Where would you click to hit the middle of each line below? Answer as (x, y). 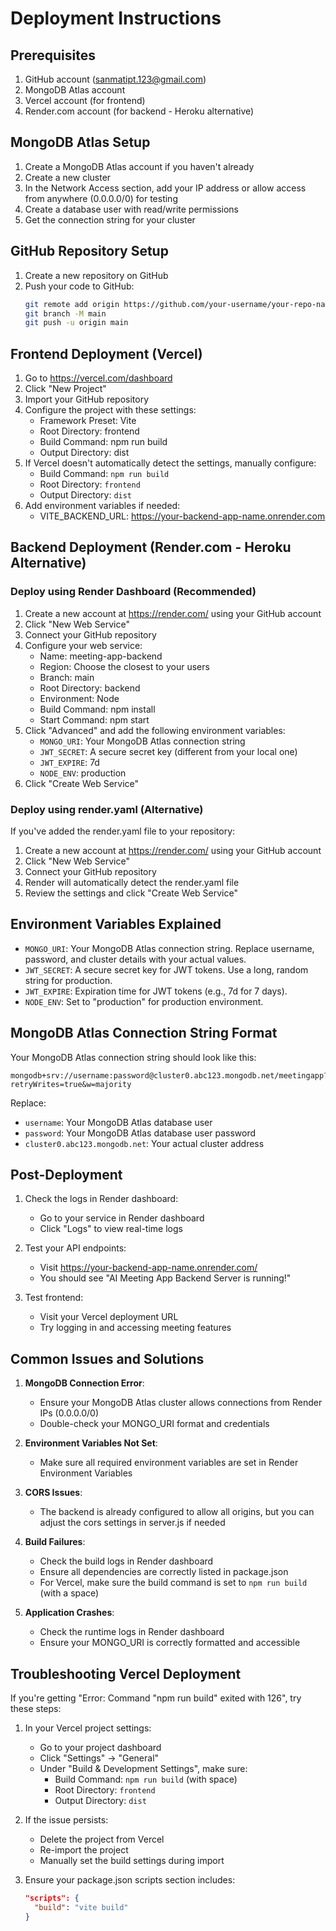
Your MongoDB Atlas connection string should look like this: (133, 1057)
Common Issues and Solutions (107, 1358)
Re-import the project (84, 1850)
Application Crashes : (69, 1613)
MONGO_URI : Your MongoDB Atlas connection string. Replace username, (169, 948)
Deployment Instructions (116, 18)
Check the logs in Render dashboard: (101, 1199)
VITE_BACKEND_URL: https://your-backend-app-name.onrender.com (182, 516)
